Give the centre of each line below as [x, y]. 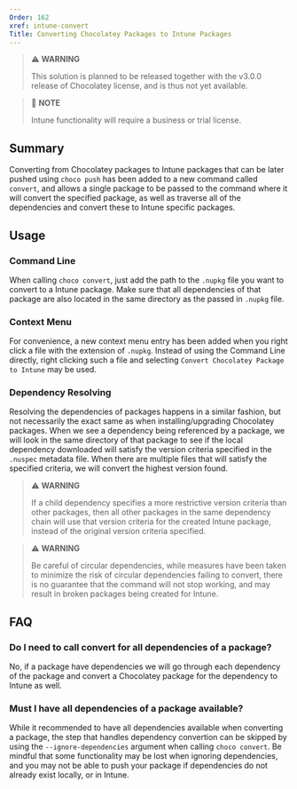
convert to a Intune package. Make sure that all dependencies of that [135, 289]
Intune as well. [35, 686]
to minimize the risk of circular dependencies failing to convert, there [157, 575]
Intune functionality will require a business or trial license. [136, 120]
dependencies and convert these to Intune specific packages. [122, 207]
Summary [37, 148]
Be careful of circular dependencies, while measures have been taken [158, 566]
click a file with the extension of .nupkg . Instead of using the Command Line [147, 351]
